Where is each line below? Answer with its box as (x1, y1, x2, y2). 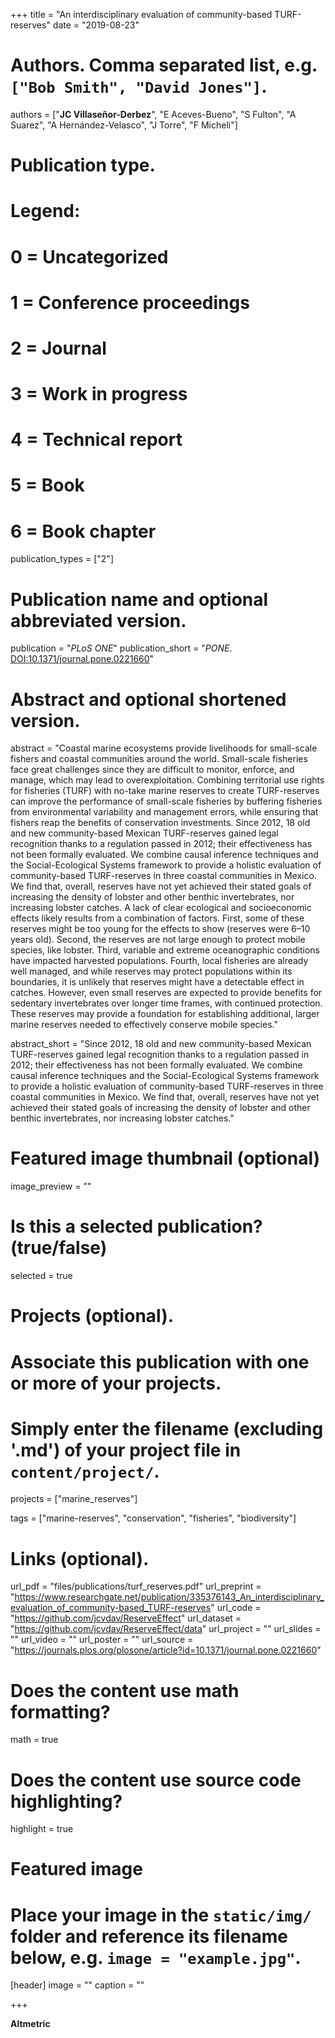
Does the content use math (10, 1679, 240, 1702)
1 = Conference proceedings (10, 291, 250, 314)
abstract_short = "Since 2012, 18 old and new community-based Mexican (10, 1038, 312, 1050)
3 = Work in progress (10, 383, 188, 406)
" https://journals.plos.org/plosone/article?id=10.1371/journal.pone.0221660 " (10, 1644, 322, 1656)
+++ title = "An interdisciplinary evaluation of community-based (10, 9, 273, 20)
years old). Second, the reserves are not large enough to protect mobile (10, 934, 306, 946)
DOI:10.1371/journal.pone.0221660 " (10, 653, 155, 665)
